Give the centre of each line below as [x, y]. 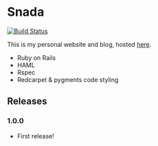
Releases [27, 102]
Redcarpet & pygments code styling [68, 79]
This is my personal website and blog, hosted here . [79, 44]
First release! [35, 136]
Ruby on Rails [36, 58]
